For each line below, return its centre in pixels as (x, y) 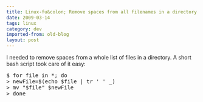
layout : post (23, 40)
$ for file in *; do (37, 76)
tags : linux (21, 23)
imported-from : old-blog (38, 35)
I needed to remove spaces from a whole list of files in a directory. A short (99, 57)
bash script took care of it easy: (46, 64)
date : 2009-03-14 (28, 18)
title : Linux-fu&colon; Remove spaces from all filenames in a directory (102, 12)
